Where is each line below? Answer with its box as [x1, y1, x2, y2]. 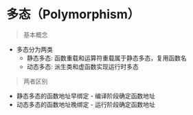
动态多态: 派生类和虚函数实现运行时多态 [26, 62, 139, 70]
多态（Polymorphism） [6, 7, 140, 22]
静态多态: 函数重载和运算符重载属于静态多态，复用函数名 [26, 54, 187, 62]
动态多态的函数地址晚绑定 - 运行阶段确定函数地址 [16, 100, 156, 108]
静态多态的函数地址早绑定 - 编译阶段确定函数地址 [16, 92, 156, 100]
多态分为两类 [16, 45, 53, 53]
